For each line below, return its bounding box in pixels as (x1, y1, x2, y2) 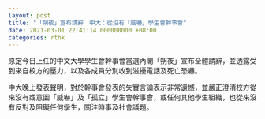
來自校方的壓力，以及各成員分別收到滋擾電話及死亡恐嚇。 (14, 66, 202, 76)
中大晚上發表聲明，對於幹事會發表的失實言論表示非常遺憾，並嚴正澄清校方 (8, 83, 250, 92)
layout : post (8, 11, 51, 20)
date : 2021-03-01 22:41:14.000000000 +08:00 (8, 26, 157, 34)
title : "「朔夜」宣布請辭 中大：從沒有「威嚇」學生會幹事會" (8, 19, 187, 27)
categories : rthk (8, 33, 65, 42)
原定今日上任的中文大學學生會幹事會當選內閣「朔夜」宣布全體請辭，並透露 (8, 56, 250, 65)
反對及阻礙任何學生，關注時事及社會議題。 (14, 102, 154, 112)
